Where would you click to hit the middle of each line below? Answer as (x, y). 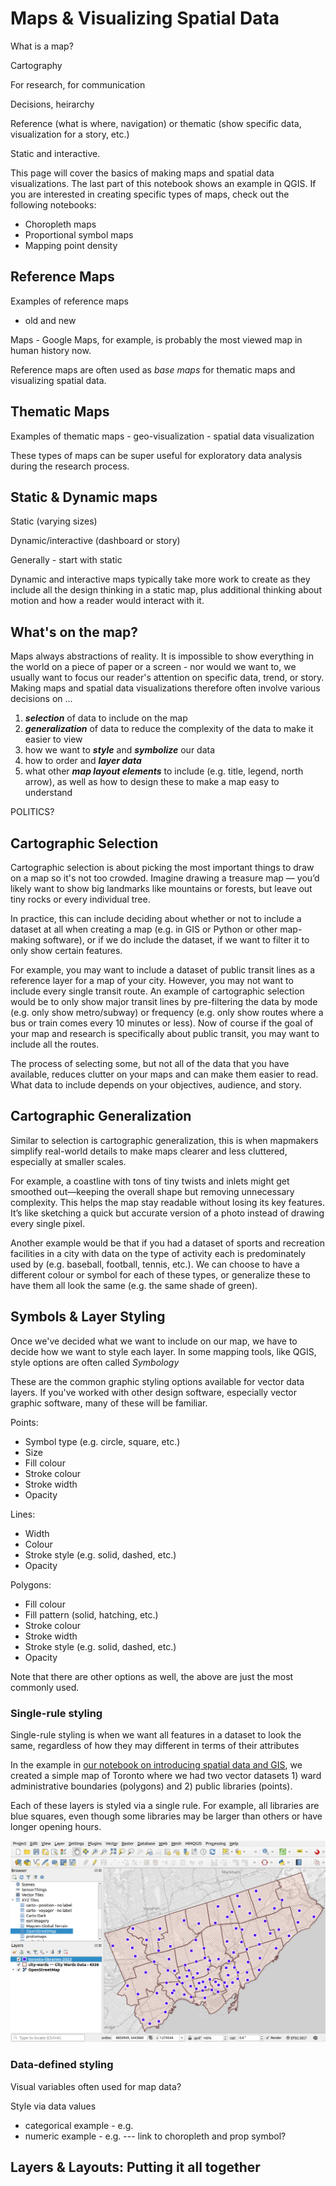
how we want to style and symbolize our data (120, 750)
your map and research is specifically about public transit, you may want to (165, 1033)
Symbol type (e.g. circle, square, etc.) (102, 1441)
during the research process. (70, 466)
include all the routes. (55, 1044)
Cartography (36, 65)
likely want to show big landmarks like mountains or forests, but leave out (161, 888)
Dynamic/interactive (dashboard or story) (95, 541)
